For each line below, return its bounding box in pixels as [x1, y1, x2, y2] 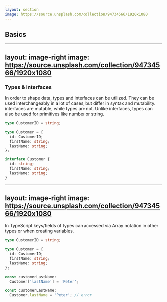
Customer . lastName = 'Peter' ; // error [9, 293, 92, 298]
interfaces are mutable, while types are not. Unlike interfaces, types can [5, 106, 153, 111]
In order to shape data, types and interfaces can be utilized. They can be [5, 95, 154, 101]
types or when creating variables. [5, 228, 74, 234]
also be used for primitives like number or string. [5, 111, 104, 117]
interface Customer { [5, 157, 50, 162]
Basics [5, 30, 26, 39]
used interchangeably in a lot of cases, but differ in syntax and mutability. [5, 100, 156, 106]
